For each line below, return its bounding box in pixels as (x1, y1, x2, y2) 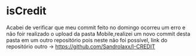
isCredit (6, 4, 47, 18)
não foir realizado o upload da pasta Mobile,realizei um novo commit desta (6, 30, 191, 37)
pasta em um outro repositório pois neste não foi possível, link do (6, 36, 168, 43)
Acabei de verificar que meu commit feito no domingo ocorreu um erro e (6, 24, 186, 31)
